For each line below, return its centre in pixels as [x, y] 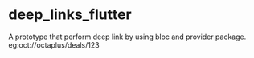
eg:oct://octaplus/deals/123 [54, 44]
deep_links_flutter [70, 15]
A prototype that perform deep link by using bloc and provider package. [127, 37]
